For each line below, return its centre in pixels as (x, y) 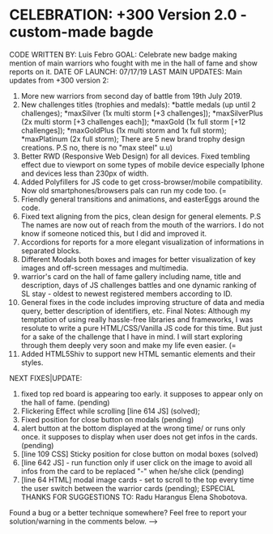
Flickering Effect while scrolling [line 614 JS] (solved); (111, 411)
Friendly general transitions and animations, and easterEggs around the (140, 199)
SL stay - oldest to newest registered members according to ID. (127, 294)
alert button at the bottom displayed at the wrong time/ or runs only (133, 428)
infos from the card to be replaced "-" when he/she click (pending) (132, 471)
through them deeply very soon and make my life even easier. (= (129, 345)
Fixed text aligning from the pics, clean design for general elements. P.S (141, 216)
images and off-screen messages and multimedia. (105, 268)
